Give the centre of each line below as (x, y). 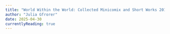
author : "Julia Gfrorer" (31, 14)
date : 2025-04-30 (24, 19)
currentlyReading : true (30, 24)
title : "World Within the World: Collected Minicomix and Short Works (81, 10)
